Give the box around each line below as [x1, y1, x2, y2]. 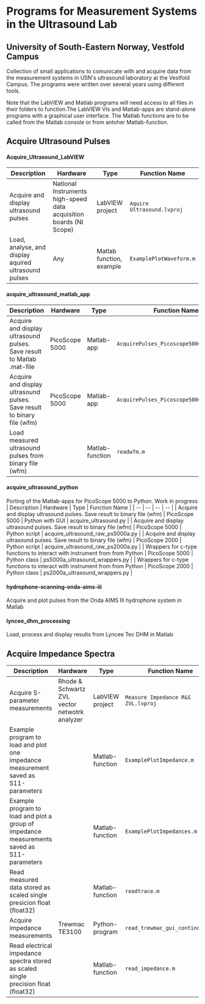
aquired [9, 258, 32, 267]
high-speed [52, 194, 87, 203]
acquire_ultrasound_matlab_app [6, 291, 90, 298]
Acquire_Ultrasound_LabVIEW [6, 153, 85, 161]
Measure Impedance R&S [124, 694, 191, 701]
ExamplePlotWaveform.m [129, 255, 196, 262]
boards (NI [52, 218, 84, 226]
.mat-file [9, 362, 35, 371]
